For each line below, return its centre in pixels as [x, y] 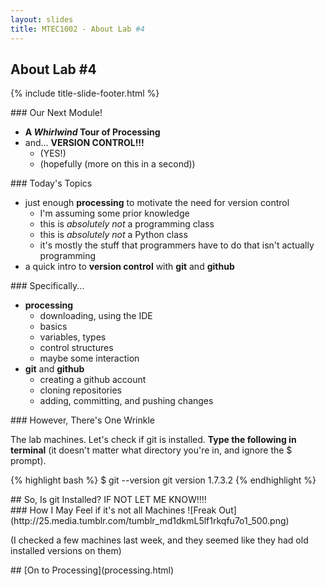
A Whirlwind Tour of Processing [92, 132]
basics [53, 327]
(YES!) [53, 153]
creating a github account [93, 380]
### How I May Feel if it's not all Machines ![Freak [113, 510]
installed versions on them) [66, 551]
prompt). [28, 461]
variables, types [73, 337]
